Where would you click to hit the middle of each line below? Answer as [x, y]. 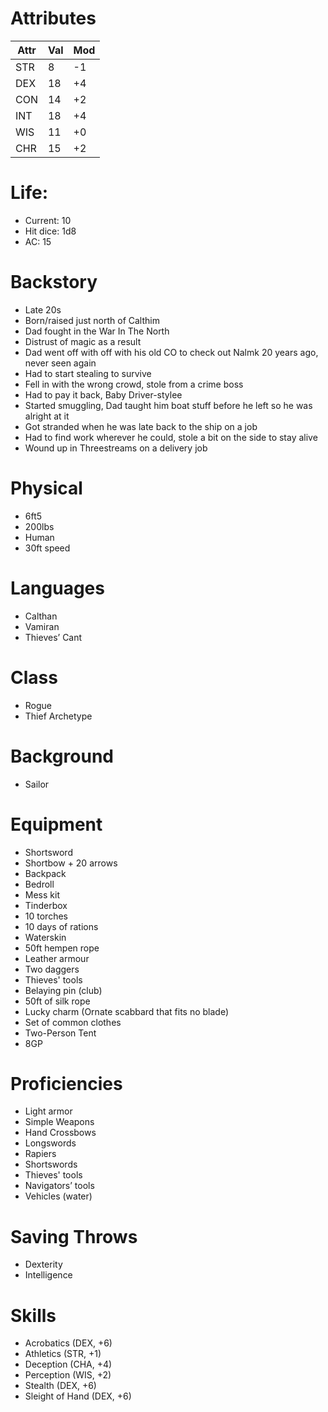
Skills [33, 1315]
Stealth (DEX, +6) [60, 1386]
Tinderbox [46, 905]
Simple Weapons [59, 1122]
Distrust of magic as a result [83, 341]
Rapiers [40, 1154]
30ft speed [47, 548]
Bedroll [39, 884]
